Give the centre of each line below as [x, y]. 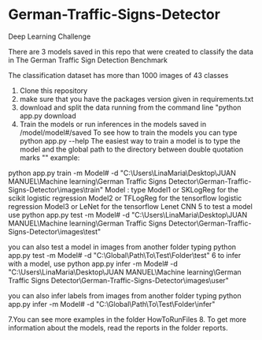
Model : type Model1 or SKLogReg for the [172, 189]
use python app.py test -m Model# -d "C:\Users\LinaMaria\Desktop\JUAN [128, 215]
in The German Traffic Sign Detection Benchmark [88, 60]
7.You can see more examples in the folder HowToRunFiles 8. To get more [127, 319]
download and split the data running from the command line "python [130, 107]
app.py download [48, 115]
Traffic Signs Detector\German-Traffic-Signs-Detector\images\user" [119, 280]
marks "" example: [50, 157]
